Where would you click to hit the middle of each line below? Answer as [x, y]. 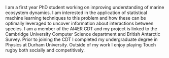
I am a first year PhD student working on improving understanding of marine [85, 7]
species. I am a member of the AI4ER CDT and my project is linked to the [81, 29]
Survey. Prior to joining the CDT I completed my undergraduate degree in [82, 39]
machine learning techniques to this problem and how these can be [76, 18]
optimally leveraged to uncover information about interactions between [79, 23]
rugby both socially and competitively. [45, 50]
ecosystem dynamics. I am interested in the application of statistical [76, 13]
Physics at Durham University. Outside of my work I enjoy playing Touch [81, 45]
